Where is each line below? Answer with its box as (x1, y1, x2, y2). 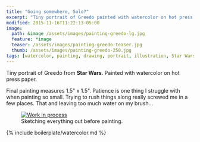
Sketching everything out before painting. (21, 117, 123, 125)
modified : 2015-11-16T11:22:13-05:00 (6, 20, 100, 26)
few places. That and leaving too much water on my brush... (6, 99, 154, 107)
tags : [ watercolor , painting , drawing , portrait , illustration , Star (6, 53, 183, 59)
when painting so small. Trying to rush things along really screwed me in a (6, 93, 188, 100)
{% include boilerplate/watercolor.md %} (6, 129, 107, 136)
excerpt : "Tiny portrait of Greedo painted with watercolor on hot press (6, 14, 193, 20)
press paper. (6, 75, 37, 83)
